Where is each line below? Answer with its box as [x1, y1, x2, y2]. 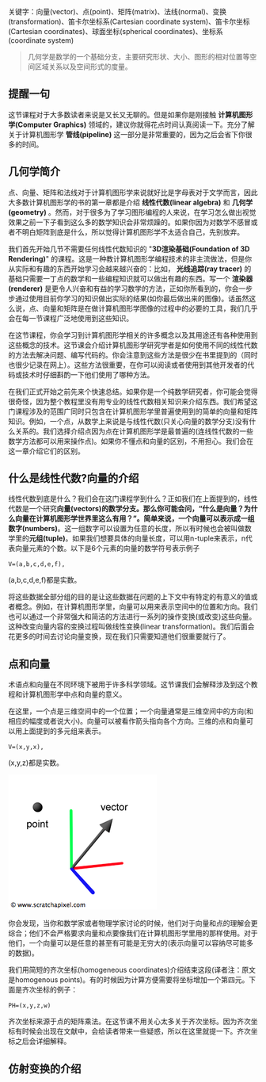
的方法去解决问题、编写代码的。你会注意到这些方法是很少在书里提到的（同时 [8, 350, 258, 359]
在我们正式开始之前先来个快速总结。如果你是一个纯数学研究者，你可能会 [8, 387, 244, 396]
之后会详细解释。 [14, 1037, 71, 1046]
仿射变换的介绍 [8, 1061, 82, 1076]
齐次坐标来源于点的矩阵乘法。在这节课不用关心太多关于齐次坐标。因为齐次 [8, 1017, 251, 1027]
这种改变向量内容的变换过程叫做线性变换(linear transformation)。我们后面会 [8, 621, 255, 632]
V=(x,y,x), [8, 744, 44, 751]
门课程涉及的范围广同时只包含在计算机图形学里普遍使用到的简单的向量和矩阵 [8, 407, 258, 416]
